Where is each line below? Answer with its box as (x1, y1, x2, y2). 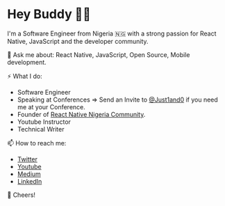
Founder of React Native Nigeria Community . (17, 110, 146, 118)
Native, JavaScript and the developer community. (7, 37, 149, 45)
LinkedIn (17, 177, 42, 185)
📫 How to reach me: (7, 138, 67, 147)
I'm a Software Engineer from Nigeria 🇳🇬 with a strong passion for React (7, 29, 217, 38)
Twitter (17, 154, 38, 163)
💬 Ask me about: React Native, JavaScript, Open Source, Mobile (7, 50, 190, 58)
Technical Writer (17, 125, 65, 133)
